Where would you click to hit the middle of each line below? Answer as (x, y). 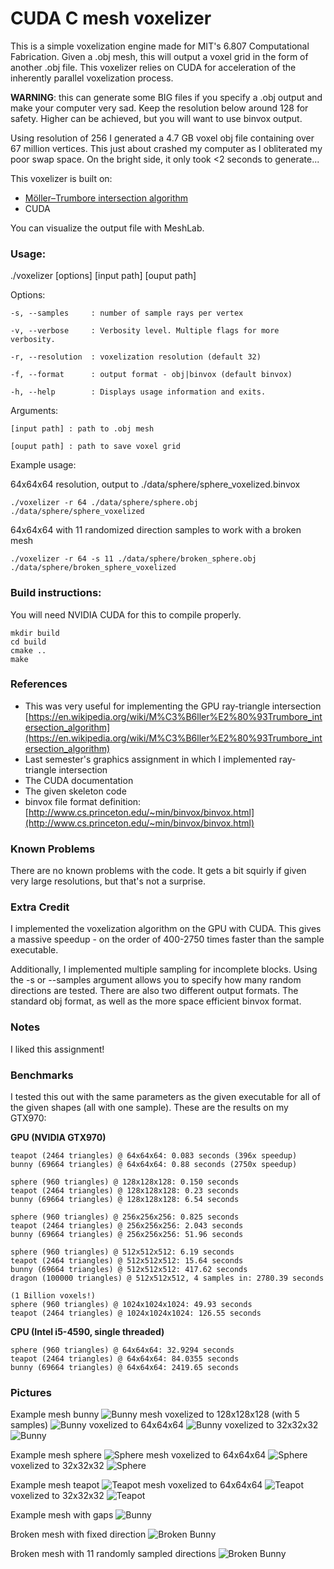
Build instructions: (56, 593)
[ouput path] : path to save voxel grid (96, 447)
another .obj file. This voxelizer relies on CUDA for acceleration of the (153, 67)
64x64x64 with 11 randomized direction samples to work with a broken (156, 530)
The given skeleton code (75, 791)
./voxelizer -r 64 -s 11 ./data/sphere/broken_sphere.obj (133, 559)
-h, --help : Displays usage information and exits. (138, 392)
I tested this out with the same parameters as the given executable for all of (165, 1097)
